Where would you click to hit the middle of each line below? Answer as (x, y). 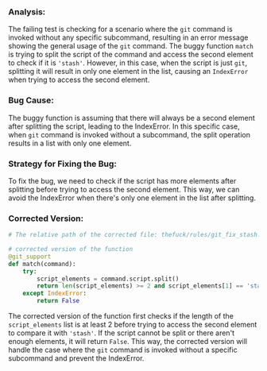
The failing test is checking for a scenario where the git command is (120, 29)
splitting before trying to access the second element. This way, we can (124, 189)
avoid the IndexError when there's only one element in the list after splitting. (132, 198)
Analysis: (27, 12)
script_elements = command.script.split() (108, 279)
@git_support (30, 257)
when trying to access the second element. (79, 80)
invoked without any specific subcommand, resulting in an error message (128, 37)
